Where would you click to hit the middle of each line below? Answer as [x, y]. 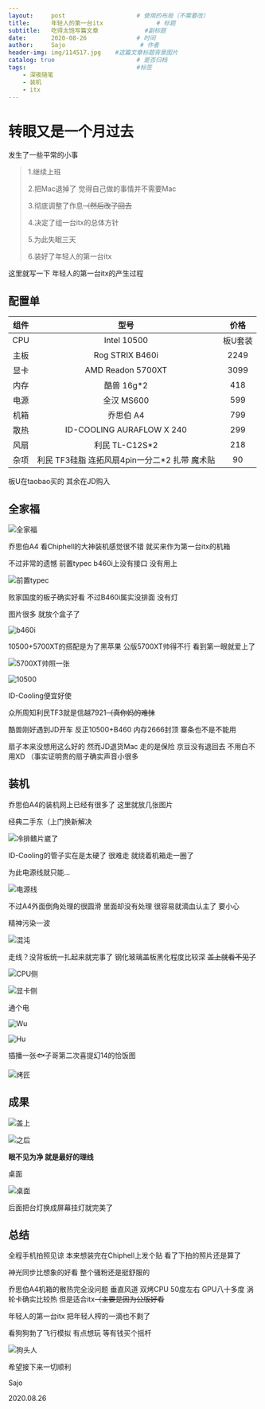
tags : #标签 [80, 68]
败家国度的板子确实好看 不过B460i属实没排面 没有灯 [93, 597]
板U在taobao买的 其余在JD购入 [59, 482]
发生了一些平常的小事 [43, 155]
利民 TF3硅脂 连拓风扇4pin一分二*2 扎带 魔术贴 [126, 460]
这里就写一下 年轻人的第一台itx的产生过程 [76, 273]
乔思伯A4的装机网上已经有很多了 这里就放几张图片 [91, 804]
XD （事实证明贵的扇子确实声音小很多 [77, 756]
